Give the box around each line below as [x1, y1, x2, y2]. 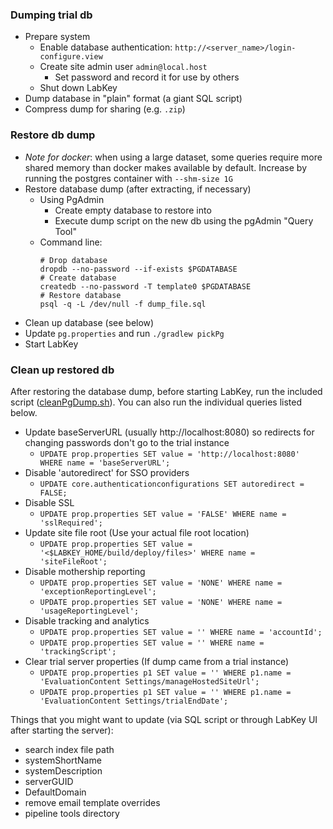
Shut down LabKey [39, 82, 118, 94]
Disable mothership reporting [24, 565, 146, 577]
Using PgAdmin [39, 193, 105, 205]
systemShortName [24, 754, 102, 766]
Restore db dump [10, 128, 96, 142]
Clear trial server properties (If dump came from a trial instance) [24, 655, 290, 667]
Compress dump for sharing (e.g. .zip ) [24, 103, 186, 115]
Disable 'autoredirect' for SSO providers [24, 466, 190, 478]
